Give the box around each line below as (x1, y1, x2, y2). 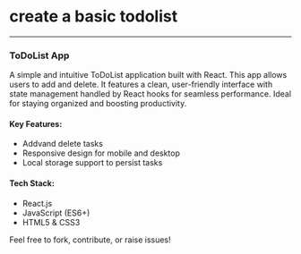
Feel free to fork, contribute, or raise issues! (9, 234, 172, 245)
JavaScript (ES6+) (21, 207, 90, 218)
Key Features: (9, 118, 63, 129)
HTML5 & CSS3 (21, 216, 81, 227)
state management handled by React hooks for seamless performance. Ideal (9, 89, 292, 99)
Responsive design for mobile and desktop (21, 148, 181, 158)
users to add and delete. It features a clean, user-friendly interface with (9, 79, 273, 90)
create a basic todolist (9, 6, 178, 27)
